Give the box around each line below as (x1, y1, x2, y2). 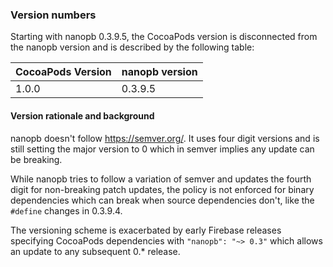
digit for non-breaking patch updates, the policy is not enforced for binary (10, 183, 315, 195)
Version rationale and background (10, 109, 155, 122)
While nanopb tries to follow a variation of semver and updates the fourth (10, 173, 312, 185)
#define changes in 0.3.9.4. (10, 204, 123, 217)
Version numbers (10, 8, 97, 22)
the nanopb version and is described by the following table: (10, 41, 255, 53)
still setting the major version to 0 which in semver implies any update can (10, 143, 315, 155)
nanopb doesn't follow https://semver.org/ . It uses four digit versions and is (10, 132, 320, 144)
